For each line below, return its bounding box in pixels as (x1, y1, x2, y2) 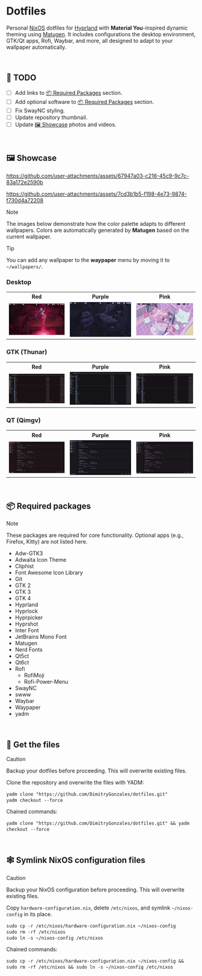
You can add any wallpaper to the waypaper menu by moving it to (6, 256, 170, 263)
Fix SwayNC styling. (14, 107, 65, 114)
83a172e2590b (6, 178, 43, 185)
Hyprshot (14, 620, 38, 628)
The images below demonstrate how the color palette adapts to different (6, 220, 186, 227)
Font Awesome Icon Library (14, 569, 83, 576)
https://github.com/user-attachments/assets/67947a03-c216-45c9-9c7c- (6, 172, 189, 179)
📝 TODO (6, 72, 37, 83)
